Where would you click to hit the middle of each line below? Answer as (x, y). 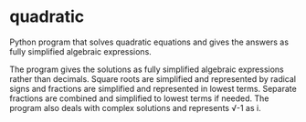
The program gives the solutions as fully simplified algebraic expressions (147, 69)
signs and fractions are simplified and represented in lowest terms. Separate (153, 88)
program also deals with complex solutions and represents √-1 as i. (136, 107)
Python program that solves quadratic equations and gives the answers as (149, 42)
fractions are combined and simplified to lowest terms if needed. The (139, 98)
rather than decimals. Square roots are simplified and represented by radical (153, 78)
